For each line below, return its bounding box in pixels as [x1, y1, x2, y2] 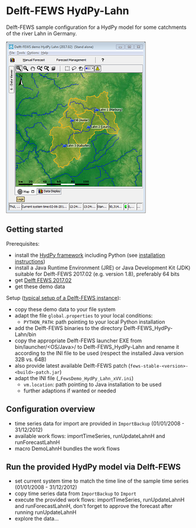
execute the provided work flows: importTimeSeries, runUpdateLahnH [14, 496, 185, 503]
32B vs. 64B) [14, 355, 47, 363]
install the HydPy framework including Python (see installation [14, 252, 165, 259]
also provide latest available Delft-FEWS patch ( [14, 362, 131, 369]
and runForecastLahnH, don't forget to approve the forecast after [14, 503, 172, 510]
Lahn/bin [14, 331, 36, 338]
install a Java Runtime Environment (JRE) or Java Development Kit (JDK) [14, 264, 191, 271]
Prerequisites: [6, 240, 40, 247]
